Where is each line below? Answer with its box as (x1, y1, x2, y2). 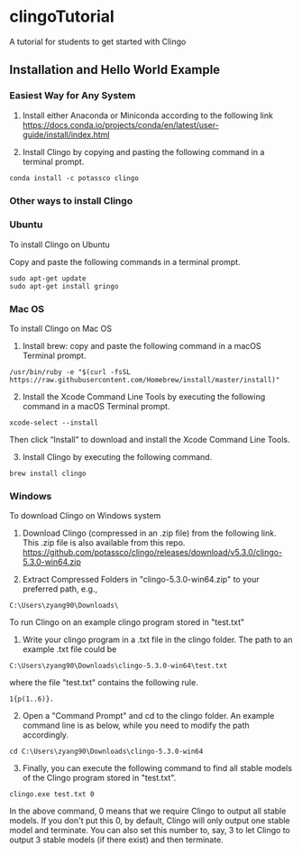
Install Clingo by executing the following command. (22, 452, 213, 463)
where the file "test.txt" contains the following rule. (9, 677, 198, 688)
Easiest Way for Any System (9, 89, 136, 102)
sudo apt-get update (9, 273, 87, 283)
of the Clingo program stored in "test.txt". (22, 773, 177, 784)
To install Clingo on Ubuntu (9, 239, 110, 250)
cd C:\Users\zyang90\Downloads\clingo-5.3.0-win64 (9, 747, 204, 757)
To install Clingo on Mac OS (9, 323, 113, 335)
